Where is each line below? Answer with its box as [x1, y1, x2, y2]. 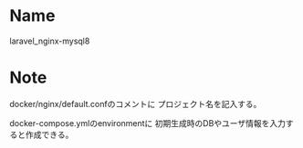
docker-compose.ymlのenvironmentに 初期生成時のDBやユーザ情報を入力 [9, 117, 286, 128]
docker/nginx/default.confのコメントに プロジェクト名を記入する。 [9, 98, 262, 109]
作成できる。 [25, 129, 74, 140]
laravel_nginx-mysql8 [9, 35, 90, 46]
